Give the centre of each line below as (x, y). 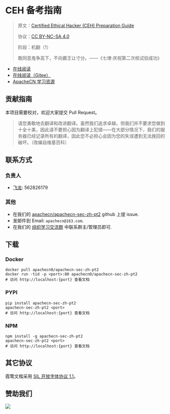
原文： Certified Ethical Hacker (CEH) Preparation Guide (76, 25)
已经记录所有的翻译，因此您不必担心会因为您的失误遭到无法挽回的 (96, 136)
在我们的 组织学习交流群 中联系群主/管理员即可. (62, 227)
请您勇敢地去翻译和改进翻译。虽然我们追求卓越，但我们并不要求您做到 (91, 123)
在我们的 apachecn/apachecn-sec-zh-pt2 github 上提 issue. (76, 214)
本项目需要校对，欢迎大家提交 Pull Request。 (52, 112)
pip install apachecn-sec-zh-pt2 (41, 303)
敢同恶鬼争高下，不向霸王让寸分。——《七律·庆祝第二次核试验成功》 (90, 58)
